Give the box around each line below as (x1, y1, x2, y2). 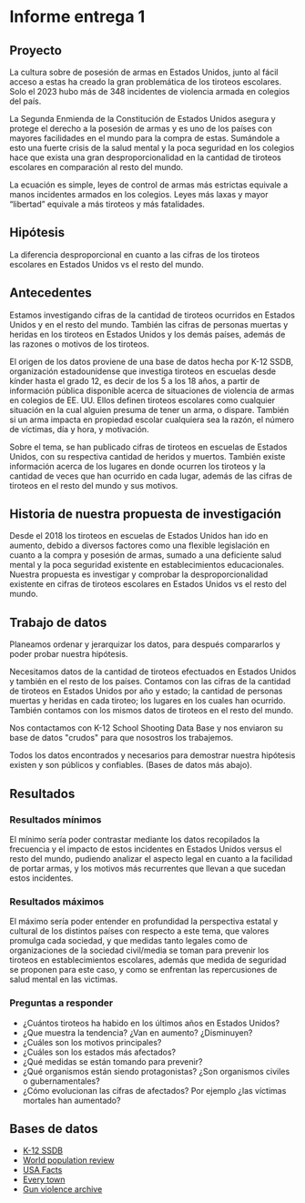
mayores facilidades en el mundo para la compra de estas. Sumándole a (9, 133, 280, 143)
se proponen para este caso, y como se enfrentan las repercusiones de (9, 965, 278, 976)
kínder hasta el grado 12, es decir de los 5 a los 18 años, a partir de (9, 375, 260, 386)
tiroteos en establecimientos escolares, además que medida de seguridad (9, 955, 287, 965)
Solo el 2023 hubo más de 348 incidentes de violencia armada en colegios (9, 86, 290, 96)
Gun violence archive (22, 1184, 103, 1195)
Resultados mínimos (9, 813, 102, 825)
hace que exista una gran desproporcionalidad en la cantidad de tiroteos (9, 152, 282, 163)
